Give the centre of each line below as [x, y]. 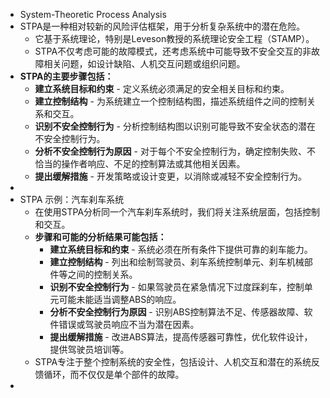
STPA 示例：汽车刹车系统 [72, 199]
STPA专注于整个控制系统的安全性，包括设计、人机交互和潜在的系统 [173, 362]
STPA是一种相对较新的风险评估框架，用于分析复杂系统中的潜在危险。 [162, 26]
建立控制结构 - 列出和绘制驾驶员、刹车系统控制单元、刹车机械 [177, 262]
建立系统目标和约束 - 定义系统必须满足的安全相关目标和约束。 [162, 88]
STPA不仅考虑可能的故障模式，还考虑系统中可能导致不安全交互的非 [173, 51]
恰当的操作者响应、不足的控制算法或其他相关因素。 [140, 163]
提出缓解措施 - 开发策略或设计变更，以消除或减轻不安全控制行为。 [170, 176]
